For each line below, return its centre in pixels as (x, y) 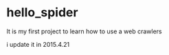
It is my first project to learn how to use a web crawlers (84, 31)
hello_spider (42, 13)
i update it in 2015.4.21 (38, 44)
